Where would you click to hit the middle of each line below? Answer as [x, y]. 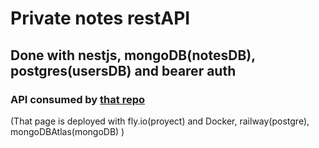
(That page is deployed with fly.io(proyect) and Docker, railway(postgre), [160, 121]
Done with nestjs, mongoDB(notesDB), [133, 55]
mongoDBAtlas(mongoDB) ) [67, 131]
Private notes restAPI [100, 18]
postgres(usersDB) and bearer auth [123, 70]
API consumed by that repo [78, 99]
